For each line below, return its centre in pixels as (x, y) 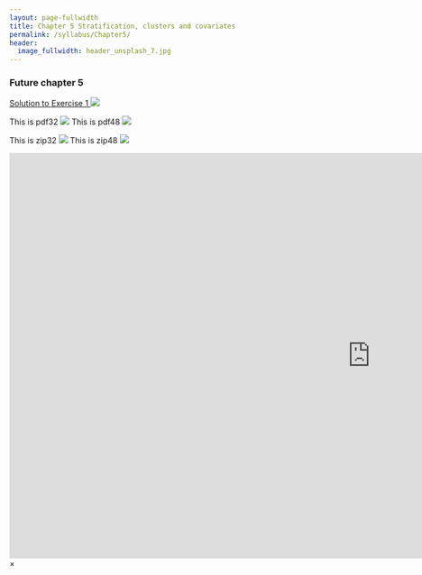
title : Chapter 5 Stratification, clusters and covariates (123, 26)
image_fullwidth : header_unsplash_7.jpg (94, 51)
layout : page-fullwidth (54, 18)
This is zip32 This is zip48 (64, 141)
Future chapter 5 (46, 83)
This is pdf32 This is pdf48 (65, 122)
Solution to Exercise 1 (49, 104)
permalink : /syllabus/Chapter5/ (70, 34)
